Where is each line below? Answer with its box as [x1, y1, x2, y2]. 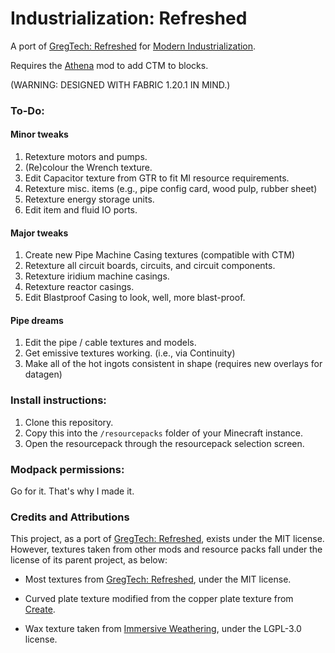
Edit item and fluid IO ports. [24, 204, 138, 216]
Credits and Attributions [10, 510, 130, 524]
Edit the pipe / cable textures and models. [24, 337, 197, 349]
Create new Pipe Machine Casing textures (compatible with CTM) [24, 249, 296, 261]
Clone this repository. [24, 416, 114, 428]
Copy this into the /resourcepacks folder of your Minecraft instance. [24, 427, 304, 439]
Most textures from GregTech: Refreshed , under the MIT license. [24, 573, 292, 586]
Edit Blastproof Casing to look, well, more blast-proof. [24, 292, 246, 304]
